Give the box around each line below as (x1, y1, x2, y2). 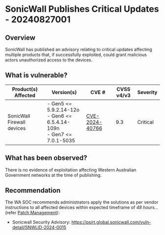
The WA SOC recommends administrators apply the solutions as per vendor (5, 199, 159, 205)
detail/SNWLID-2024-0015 (12, 225, 66, 231)
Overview (5, 33, 36, 42)
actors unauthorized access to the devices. (5, 57, 93, 62)
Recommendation (5, 186, 60, 195)
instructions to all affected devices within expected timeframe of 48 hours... (5, 205, 159, 210)
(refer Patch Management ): (5, 210, 60, 216)
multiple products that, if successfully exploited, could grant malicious (5, 52, 147, 58)
